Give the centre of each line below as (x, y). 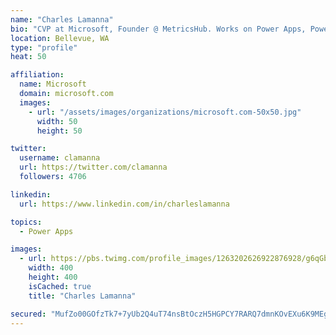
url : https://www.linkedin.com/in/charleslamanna (124, 204)
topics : (26, 222)
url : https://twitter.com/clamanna (93, 167)
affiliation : (37, 75)
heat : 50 (28, 57)
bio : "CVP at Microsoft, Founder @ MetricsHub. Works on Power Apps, (158, 29)
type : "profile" (44, 47)
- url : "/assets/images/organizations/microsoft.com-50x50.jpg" (165, 112)
